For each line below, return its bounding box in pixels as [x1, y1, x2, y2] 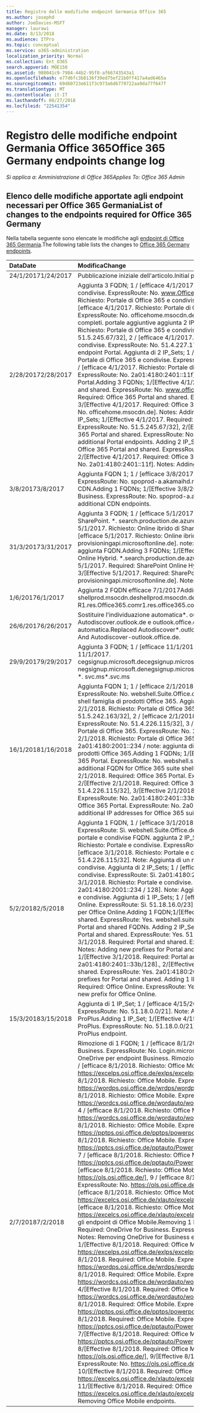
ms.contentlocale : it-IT [6, 92, 68, 98]
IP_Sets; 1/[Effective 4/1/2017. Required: [77, 416, 193, 424]
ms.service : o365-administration [6, 48, 89, 54]
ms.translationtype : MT [6, 86, 65, 92]
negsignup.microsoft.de [77, 665, 145, 674]
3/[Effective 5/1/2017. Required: [77, 569, 170, 577]
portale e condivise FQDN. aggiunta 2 [77, 833, 183, 842]
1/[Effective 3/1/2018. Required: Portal [77, 953, 188, 961]
